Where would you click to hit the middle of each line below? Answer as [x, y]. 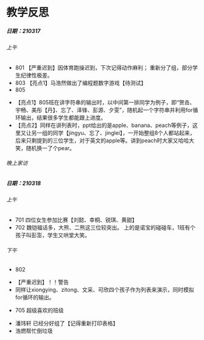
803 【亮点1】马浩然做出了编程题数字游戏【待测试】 [81, 82]
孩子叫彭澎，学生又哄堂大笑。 [52, 235]
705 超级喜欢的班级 [39, 310]
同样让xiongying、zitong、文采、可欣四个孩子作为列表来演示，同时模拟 [105, 290]
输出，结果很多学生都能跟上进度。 [63, 117]
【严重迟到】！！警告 [42, 282]
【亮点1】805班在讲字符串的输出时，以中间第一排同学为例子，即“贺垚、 [105, 102]
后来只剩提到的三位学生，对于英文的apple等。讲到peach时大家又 [97, 140]
